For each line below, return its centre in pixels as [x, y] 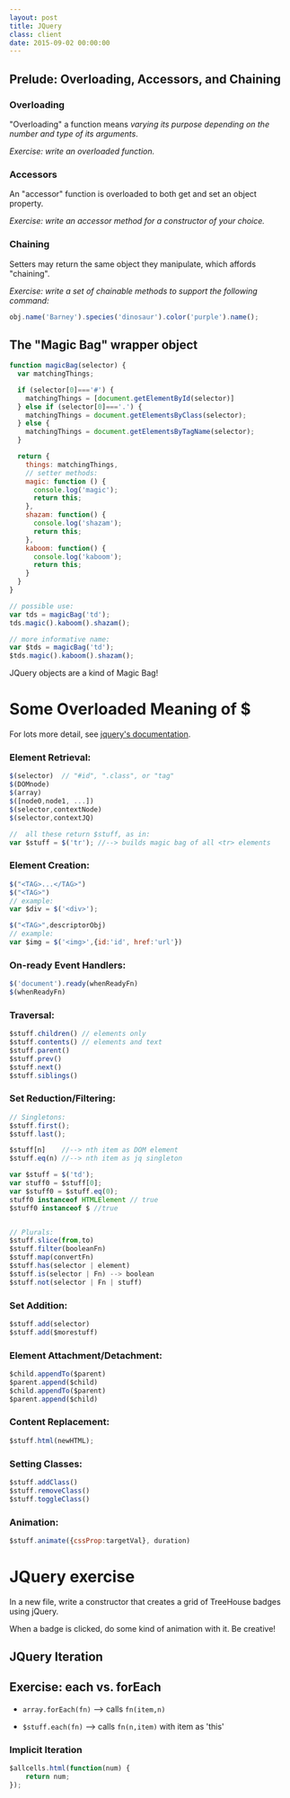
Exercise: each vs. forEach [85, 1687]
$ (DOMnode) [30, 784]
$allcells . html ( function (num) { [70, 1768]
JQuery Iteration [56, 1657]
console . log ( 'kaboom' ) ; [78, 557]
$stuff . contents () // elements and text [86, 1042]
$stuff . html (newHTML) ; [52, 1440]
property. [26, 204]
